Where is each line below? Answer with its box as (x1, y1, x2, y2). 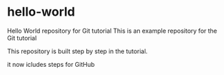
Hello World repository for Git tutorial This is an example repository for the (7, 27, 218, 35)
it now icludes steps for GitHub (7, 60, 95, 68)
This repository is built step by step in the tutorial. (7, 47, 148, 55)
